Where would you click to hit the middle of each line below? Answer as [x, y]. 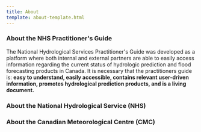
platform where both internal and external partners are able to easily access [100, 58]
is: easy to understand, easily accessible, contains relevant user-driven [98, 77]
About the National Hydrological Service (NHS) [76, 105]
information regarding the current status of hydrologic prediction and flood [99, 64]
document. [20, 90]
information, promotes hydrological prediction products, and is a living [96, 83]
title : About [23, 12]
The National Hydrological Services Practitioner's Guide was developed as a [101, 51]
